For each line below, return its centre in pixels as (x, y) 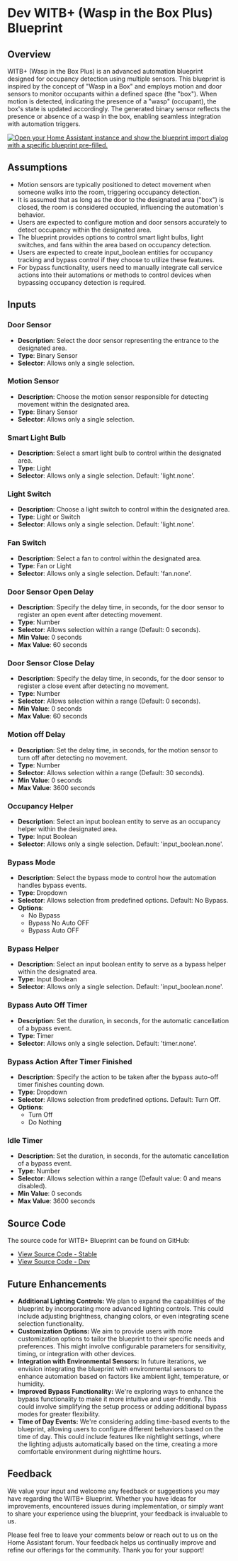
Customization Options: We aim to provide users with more (105, 1331)
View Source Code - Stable (57, 1254)
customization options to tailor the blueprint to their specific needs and (121, 1339)
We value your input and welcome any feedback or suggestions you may (113, 1491)
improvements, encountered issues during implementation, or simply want (115, 1506)
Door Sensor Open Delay (51, 592)
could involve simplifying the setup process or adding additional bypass (122, 1406)
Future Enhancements (57, 1284)
